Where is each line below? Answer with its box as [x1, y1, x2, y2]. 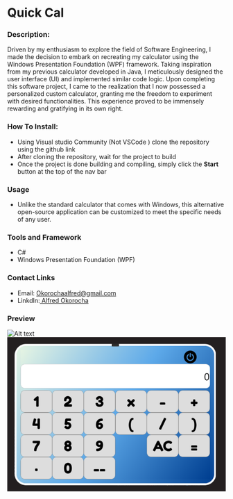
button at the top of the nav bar [17, 167, 107, 175]
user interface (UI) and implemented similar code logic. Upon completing [7, 75, 216, 83]
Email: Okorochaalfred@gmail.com [17, 288, 116, 297]
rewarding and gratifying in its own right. [7, 104, 123, 113]
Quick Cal [7, 5, 64, 21]
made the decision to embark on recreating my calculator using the [7, 53, 199, 61]
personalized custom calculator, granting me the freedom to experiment [7, 90, 213, 98]
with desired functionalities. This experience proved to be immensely [7, 97, 205, 106]
